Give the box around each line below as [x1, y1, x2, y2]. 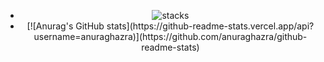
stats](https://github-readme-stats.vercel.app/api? [106, 20, 315, 32]
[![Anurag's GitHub [26, 20, 105, 32]
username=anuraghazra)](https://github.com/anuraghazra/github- [33, 31, 308, 42]
